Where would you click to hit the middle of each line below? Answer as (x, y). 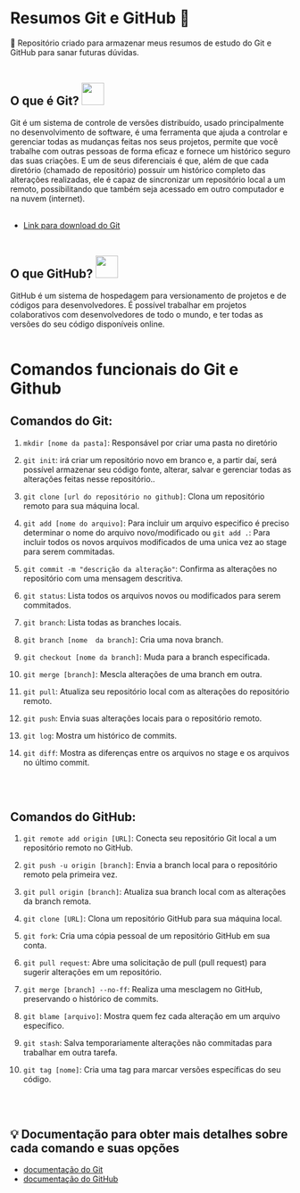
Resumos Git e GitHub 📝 (100, 18)
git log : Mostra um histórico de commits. (100, 735)
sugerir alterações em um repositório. (92, 973)
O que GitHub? (51, 274)
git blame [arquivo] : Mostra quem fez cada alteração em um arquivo (151, 1016)
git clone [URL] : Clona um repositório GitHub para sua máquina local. (152, 919)
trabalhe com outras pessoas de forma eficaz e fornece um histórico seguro (150, 151)
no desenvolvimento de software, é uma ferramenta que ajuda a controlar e (149, 132)
